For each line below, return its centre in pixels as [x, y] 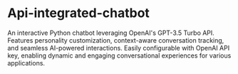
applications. [26, 63]
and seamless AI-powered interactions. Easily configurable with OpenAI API [119, 48]
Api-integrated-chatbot [78, 13]
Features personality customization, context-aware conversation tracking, [116, 40]
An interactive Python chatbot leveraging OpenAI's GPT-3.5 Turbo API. [111, 33]
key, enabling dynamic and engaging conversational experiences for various [119, 55]
